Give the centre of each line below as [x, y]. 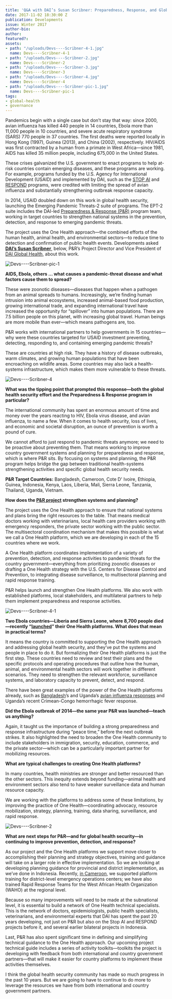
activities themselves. [28, 965]
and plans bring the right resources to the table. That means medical [78, 516]
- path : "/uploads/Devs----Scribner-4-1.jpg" [55, 48]
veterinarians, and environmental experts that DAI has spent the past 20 [81, 916]
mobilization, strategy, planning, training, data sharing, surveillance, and [81, 811]
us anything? [20, 716]
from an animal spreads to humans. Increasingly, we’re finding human [79, 295]
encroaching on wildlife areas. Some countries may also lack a [71, 364]
